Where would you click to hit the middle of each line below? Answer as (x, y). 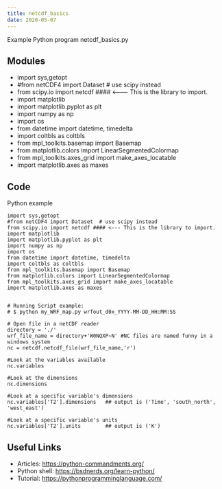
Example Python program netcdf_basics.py (68, 39)
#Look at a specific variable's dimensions (70, 396)
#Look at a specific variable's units (62, 420)
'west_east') (26, 408)
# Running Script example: (46, 306)
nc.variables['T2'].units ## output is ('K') (84, 427)
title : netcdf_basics (38, 13)
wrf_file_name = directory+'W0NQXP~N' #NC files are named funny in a (110, 336)
